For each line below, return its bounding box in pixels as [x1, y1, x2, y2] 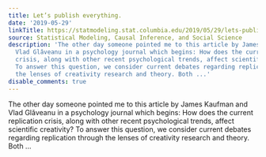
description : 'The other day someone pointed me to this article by [8, 41, 239, 49]
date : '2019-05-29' [8, 19, 73, 27]
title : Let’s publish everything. [8, 11, 123, 20]
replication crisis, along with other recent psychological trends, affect [8, 116, 235, 125]
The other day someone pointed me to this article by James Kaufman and [8, 99, 248, 109]
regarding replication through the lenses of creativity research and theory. [8, 133, 250, 142]
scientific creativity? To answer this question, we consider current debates [8, 124, 252, 134]
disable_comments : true [8, 77, 87, 85]
